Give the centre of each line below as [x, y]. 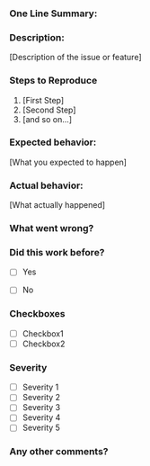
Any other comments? [59, 452]
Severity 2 [41, 398]
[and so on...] [47, 119]
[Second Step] [49, 110]
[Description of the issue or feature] [75, 58]
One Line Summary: [53, 13]
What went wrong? [52, 229]
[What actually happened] [57, 205]
